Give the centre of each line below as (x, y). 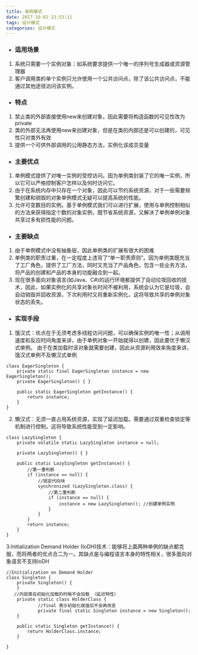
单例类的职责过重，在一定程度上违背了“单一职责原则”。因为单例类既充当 (102, 258)
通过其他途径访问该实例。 (46, 85)
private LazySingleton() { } (52, 453)
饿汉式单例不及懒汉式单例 (46, 355)
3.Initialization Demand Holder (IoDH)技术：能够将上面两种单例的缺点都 (93, 547)
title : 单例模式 (24, 11)
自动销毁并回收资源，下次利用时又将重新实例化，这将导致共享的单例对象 (102, 295)
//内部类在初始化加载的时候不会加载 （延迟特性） (66, 594)
